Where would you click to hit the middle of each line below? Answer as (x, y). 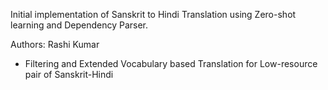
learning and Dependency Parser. (79, 25)
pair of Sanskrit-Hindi (69, 74)
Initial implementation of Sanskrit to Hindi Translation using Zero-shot (153, 14)
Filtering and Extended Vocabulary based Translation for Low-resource (171, 63)
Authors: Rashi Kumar (55, 44)
